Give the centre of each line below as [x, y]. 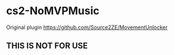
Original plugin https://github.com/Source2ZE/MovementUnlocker [87, 27]
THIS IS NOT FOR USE [47, 46]
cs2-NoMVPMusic [53, 11]
